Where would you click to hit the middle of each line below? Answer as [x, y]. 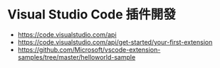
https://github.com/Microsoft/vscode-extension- [89, 50]
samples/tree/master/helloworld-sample [77, 57]
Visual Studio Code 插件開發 [91, 15]
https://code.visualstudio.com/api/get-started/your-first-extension [115, 42]
